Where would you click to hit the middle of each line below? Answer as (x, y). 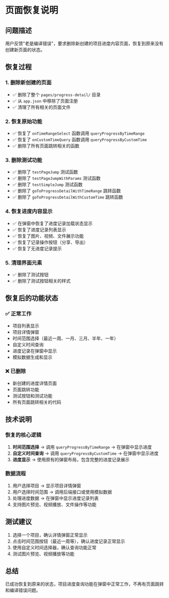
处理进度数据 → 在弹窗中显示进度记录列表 (56, 498)
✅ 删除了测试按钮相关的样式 (41, 281)
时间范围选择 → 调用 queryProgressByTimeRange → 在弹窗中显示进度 (82, 447)
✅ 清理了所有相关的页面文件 (41, 107)
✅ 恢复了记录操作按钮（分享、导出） (50, 242)
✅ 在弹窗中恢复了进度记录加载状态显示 (53, 223)
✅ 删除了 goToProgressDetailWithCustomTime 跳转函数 (68, 197)
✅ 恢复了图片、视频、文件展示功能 (48, 236)
